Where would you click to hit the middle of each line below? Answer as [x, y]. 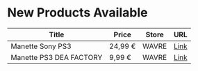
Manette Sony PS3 [41, 46]
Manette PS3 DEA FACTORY [57, 57]
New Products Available [77, 13]
